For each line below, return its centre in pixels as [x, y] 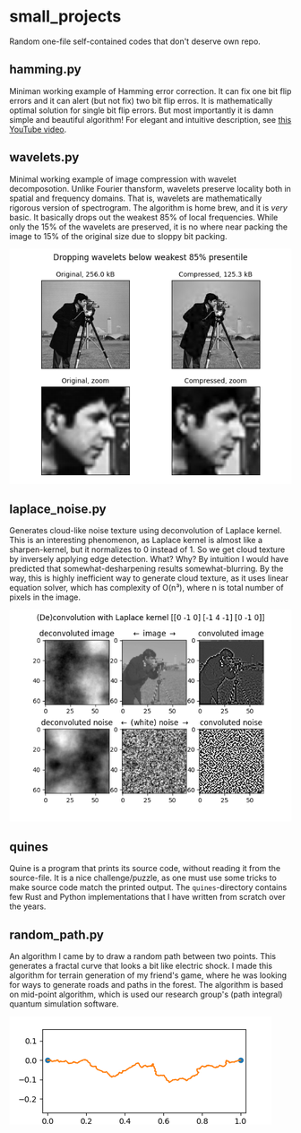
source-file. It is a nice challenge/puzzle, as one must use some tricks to [143, 878]
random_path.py [57, 934]
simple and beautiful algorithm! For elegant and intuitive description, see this [150, 119]
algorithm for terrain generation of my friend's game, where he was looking [148, 975]
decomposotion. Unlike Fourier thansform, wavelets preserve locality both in [150, 188]
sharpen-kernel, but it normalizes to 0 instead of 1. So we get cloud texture [147, 549]
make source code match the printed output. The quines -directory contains [148, 887]
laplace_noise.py [58, 509]
